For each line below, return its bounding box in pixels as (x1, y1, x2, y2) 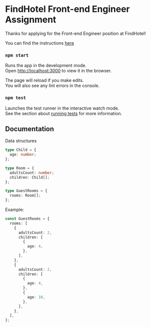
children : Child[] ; (9, 175, 50, 180)
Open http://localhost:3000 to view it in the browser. (5, 68, 112, 74)
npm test (5, 95, 26, 101)
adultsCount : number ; (9, 170, 54, 175)
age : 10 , (27, 294, 46, 300)
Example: (5, 207, 24, 213)
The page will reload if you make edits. (5, 77, 84, 83)
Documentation (5, 125, 54, 133)
